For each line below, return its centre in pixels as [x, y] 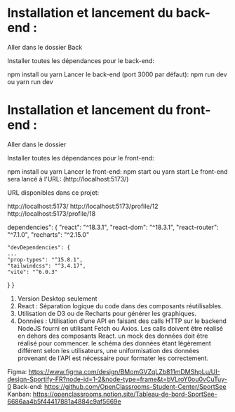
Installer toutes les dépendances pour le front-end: [81, 158]
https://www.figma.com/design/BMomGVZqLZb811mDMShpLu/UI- [124, 371]
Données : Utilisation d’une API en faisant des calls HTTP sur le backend [122, 321]
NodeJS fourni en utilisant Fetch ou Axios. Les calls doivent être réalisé [120, 328]
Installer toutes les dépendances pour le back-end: [81, 60]
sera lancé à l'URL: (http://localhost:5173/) [68, 179]
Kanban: [19, 394]
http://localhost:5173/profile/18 [52, 213]
